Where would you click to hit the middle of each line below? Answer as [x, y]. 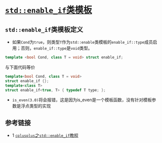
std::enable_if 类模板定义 [44, 29]
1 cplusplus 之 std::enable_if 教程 [45, 135]
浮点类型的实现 [36, 106]
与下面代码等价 [20, 67]
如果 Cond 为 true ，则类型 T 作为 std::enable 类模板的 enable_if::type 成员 [82, 42]
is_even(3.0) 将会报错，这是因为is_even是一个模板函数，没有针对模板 [82, 100]
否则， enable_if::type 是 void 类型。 [57, 48]
